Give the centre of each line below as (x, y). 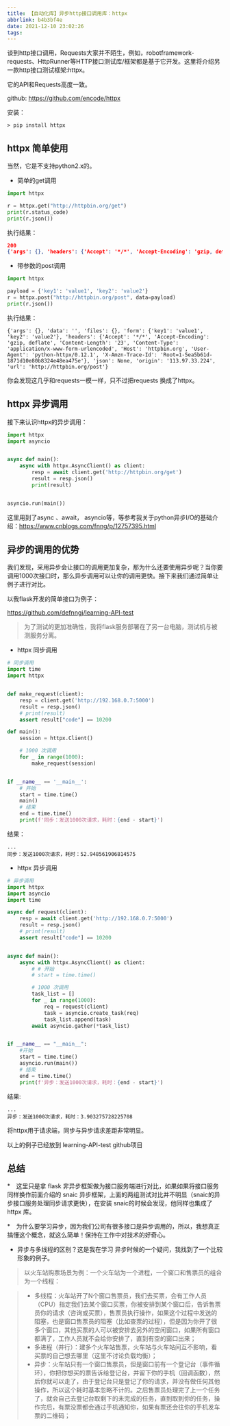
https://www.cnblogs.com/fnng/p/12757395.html (88, 526)
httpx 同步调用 (37, 650)
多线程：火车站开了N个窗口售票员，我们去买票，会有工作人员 (120, 1296)
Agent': (18, 355)
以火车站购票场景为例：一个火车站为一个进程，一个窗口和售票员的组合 (123, 1273)
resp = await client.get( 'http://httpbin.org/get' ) (107, 472)
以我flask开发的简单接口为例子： (53, 599)
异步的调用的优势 (43, 550)
